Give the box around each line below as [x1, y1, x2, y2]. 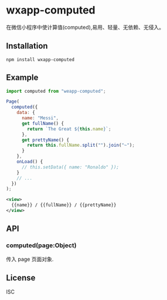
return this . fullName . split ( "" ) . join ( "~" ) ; [27, 142, 135, 149]
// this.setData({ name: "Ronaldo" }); [21, 164, 119, 170]
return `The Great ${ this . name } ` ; [27, 126, 111, 132]
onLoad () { [16, 159, 43, 165]
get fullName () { [21, 120, 64, 126]
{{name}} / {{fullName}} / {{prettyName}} [11, 202, 117, 208]
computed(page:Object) [6, 241, 77, 250]
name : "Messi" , [21, 115, 59, 121]
